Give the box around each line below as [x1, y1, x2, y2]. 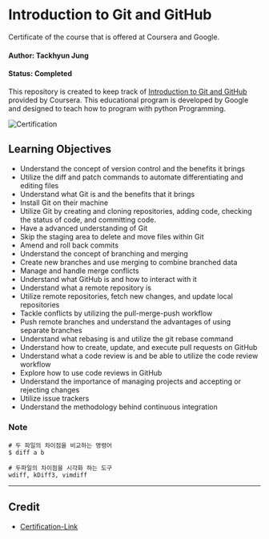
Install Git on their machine [19, 198, 109, 207]
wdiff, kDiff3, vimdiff [8, 471, 88, 479]
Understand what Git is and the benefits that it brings [19, 189, 195, 199]
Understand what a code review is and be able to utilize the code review [19, 351, 259, 360]
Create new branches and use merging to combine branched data [19, 257, 238, 267]
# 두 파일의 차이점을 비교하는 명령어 [8, 441, 113, 449]
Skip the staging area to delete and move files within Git [19, 231, 204, 241]
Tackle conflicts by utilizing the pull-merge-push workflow [19, 308, 213, 318]
